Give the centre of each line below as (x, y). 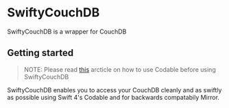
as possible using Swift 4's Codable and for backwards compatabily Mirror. (113, 97)
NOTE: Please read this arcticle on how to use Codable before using (120, 69)
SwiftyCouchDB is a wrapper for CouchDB (67, 31)
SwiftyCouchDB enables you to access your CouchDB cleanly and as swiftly (114, 90)
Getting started (40, 53)
